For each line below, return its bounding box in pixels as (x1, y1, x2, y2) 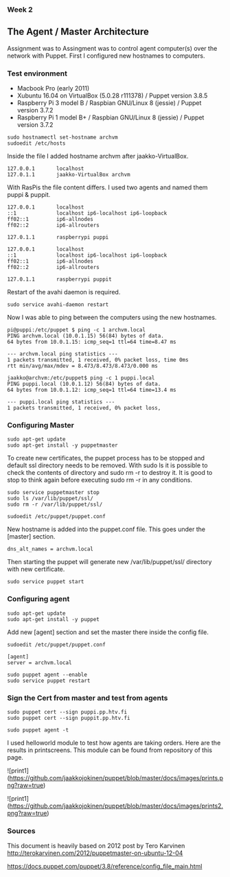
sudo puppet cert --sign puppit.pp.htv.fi (7, 714, 130, 721)
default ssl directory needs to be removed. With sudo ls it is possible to (7, 461, 208, 469)
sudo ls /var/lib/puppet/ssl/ (7, 495, 94, 502)
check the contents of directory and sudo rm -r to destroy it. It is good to (7, 469, 213, 477)
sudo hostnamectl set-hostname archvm (7, 134, 118, 141)
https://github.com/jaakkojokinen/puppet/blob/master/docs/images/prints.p (9, 773, 224, 782)
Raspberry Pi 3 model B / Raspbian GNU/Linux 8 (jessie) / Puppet (16, 99, 202, 107)
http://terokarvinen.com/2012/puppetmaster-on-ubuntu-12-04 (7, 849, 183, 857)
